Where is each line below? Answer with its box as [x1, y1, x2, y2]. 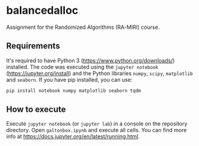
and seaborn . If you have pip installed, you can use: [6, 76, 133, 83]
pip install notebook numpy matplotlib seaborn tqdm [6, 88, 141, 94]
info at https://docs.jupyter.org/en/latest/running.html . [6, 133, 140, 140]
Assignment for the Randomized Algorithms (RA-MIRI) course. [6, 23, 160, 31]
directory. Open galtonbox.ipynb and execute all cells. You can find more [6, 127, 187, 134]
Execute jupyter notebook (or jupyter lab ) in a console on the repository [6, 120, 188, 127]
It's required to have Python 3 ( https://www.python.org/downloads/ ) [6, 56, 176, 64]
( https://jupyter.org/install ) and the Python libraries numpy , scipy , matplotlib [6, 70, 194, 77]
